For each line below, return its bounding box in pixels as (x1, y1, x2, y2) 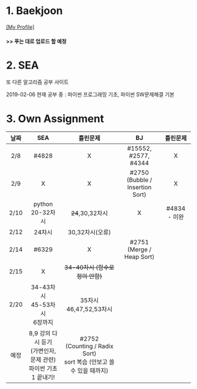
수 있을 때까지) (70, 367, 108, 375)
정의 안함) (76, 272, 103, 281)
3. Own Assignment (6, 112, 104, 125)
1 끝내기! (31, 373, 55, 381)
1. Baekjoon (6, 4, 63, 18)
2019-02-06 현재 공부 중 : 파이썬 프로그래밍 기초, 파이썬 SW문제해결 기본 (6, 91, 175, 98)
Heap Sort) (124, 253, 155, 261)
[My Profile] (6, 23, 35, 30)
